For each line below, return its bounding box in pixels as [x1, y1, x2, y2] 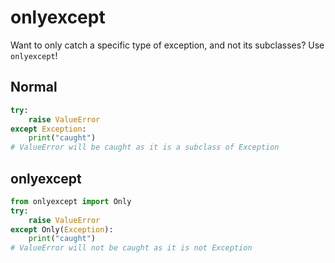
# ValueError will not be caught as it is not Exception [10, 243, 253, 253]
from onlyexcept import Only [10, 196, 132, 206]
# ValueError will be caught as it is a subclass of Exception [10, 142, 280, 153]
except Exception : [10, 124, 87, 134]
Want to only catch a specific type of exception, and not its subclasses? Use [10, 39, 325, 51]
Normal [10, 79, 58, 96]
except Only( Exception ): [10, 224, 114, 235]
